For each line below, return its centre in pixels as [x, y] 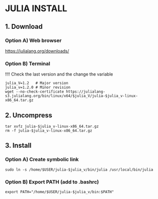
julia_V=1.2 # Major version [37, 83]
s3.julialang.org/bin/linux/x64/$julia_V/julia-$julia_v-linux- [71, 96]
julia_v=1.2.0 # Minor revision [38, 88]
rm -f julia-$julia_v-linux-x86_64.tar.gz [49, 130]
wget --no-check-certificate [35, 92]
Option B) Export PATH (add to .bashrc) [52, 182]
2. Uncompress [29, 115]
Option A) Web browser [33, 40]
